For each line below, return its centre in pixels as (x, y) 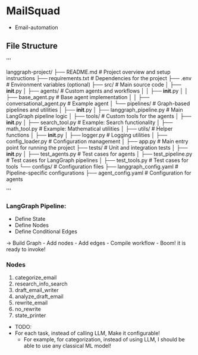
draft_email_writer (37, 290)
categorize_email (36, 278)
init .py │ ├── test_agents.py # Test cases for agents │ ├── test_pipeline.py (99, 154)
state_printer (30, 315)
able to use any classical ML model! (67, 346)
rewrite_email (31, 303)
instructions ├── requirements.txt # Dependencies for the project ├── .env (99, 78)
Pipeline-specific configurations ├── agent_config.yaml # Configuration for (99, 173)
